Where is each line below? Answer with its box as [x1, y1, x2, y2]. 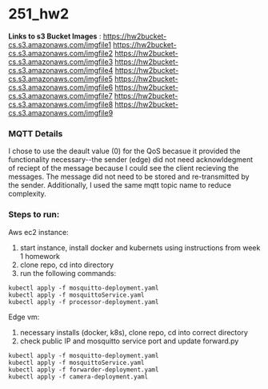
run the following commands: [19, 268, 117, 278]
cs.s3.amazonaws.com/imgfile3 [8, 57, 114, 67]
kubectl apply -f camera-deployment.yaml [8, 372, 149, 381]
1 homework [19, 251, 61, 261]
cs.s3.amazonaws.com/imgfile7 [8, 91, 114, 100]
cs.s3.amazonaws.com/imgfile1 [8, 39, 112, 49]
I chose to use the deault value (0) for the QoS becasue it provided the [8, 146, 241, 156]
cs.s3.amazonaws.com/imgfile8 [8, 99, 114, 109]
